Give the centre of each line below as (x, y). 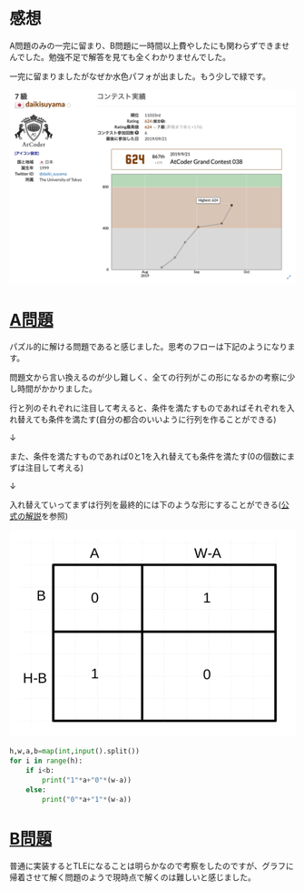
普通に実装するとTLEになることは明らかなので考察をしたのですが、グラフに (152, 866)
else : (36, 790)
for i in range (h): (46, 761)
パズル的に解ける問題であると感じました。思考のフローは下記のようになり (148, 347)
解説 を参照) (47, 516)
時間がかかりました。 (57, 389)
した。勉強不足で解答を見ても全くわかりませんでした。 (128, 56)
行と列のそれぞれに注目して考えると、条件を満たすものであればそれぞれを (148, 408)
